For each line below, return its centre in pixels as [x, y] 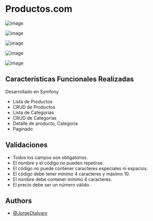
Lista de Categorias [33, 112]
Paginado [23, 128]
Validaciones [26, 145]
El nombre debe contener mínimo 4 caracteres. [62, 179]
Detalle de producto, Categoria [45, 123]
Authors [19, 201]
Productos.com [39, 9]
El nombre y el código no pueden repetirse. [58, 163]
